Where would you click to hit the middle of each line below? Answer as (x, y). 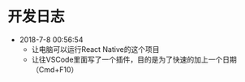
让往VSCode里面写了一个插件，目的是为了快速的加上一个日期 (134, 59)
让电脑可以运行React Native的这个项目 (95, 49)
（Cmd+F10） (55, 69)
